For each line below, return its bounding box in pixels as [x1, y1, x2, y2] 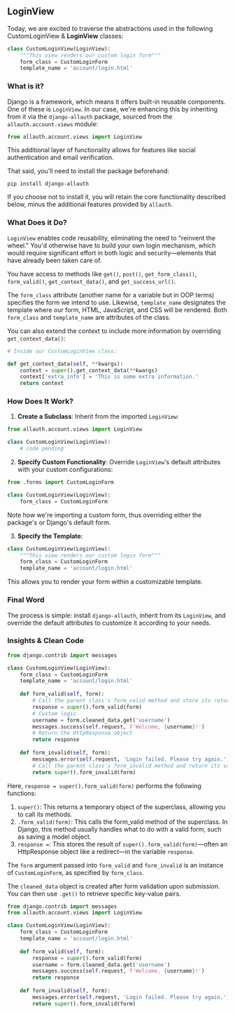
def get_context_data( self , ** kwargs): [7, 360, 124, 367]
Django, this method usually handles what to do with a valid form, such [17, 825, 222, 833]
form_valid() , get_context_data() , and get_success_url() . [7, 277, 176, 285]
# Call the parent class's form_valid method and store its [32, 697, 211, 704]
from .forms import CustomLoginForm [7, 479, 114, 486]
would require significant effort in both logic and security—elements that [7, 248, 217, 257]
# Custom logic [32, 710, 77, 717]
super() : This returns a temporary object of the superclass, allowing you [17, 802, 226, 811]
